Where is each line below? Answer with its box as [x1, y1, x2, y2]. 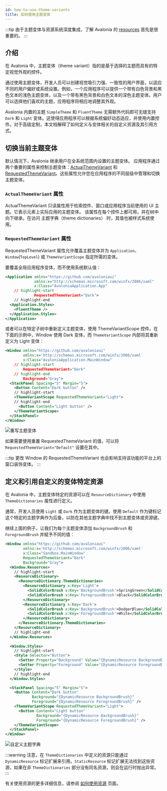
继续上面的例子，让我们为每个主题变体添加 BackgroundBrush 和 [5, 525, 133, 531]
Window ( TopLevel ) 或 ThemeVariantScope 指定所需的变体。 [5, 253, 120, 260]
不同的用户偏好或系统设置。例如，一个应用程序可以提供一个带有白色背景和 [5, 86, 158, 92]
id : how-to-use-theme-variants [5, 7, 70, 12]
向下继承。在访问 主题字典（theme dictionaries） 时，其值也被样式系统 [5, 215, 151, 221]
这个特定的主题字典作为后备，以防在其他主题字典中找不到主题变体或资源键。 [5, 515, 162, 521]
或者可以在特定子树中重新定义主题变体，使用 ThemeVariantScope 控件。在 [5, 326, 158, 332]
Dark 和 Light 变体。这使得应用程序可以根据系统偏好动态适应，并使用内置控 [5, 115, 160, 121]
